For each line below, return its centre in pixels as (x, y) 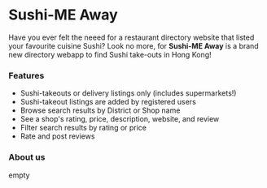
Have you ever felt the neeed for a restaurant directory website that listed (131, 37)
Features (26, 75)
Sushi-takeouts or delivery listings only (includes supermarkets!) (128, 93)
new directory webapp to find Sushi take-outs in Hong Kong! (110, 54)
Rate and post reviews (57, 136)
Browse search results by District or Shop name (100, 110)
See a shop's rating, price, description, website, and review (120, 119)
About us (27, 157)
